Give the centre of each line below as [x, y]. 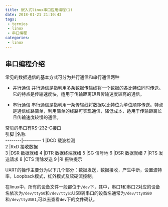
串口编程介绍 [25, 64]
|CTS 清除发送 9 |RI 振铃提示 [53, 159]
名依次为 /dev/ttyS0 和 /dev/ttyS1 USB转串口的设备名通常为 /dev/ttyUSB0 [78, 193]
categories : [18, 38]
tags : [11, 19]
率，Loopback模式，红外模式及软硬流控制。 [51, 176]
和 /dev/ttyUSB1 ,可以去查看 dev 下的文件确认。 [51, 199]
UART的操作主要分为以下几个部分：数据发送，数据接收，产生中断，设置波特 [83, 170]
